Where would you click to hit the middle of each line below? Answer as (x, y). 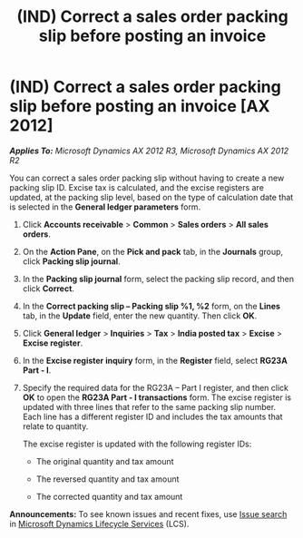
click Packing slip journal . (71, 261)
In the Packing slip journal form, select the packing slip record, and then (158, 279)
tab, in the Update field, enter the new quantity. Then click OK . (140, 316)
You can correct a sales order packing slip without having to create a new (147, 178)
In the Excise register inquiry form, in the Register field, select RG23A (155, 360)
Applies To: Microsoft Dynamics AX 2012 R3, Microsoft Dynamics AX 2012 (149, 151)
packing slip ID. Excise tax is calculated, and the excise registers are (137, 187)
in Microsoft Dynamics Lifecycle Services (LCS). (99, 523)
